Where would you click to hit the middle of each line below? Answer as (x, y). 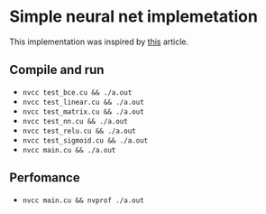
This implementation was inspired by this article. (99, 42)
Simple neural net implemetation (134, 17)
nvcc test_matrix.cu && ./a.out (83, 112)
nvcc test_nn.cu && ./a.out (75, 121)
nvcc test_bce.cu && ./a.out (77, 92)
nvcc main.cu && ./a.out (69, 150)
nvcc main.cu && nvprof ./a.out (83, 200)
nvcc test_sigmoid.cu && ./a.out (85, 140)
